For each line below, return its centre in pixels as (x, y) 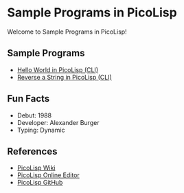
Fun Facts (28, 99)
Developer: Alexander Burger (58, 122)
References (32, 151)
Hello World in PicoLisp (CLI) (57, 69)
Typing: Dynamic (41, 130)
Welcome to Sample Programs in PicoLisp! (67, 32)
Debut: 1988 (34, 115)
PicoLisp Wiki (36, 168)
